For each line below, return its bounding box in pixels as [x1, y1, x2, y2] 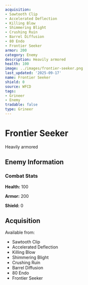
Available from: [5, 229, 35, 235]
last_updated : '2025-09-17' [5, 71, 62, 76]
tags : [5, 89, 16, 94]
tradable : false [5, 102, 38, 107]
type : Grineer [5, 107, 34, 112]
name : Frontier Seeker [5, 75, 51, 80]
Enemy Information [5, 158, 64, 166]
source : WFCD [5, 84, 31, 89]
